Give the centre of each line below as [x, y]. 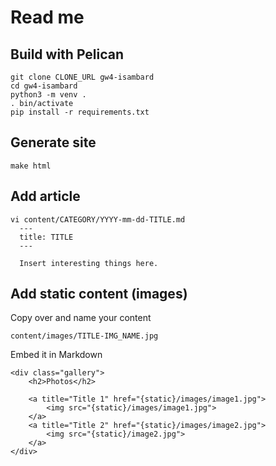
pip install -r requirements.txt [80, 112]
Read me [47, 17]
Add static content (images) [99, 294]
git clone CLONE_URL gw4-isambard [82, 77]
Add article [45, 196]
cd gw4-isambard [44, 86]
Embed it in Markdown [56, 355]
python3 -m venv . [48, 95]
